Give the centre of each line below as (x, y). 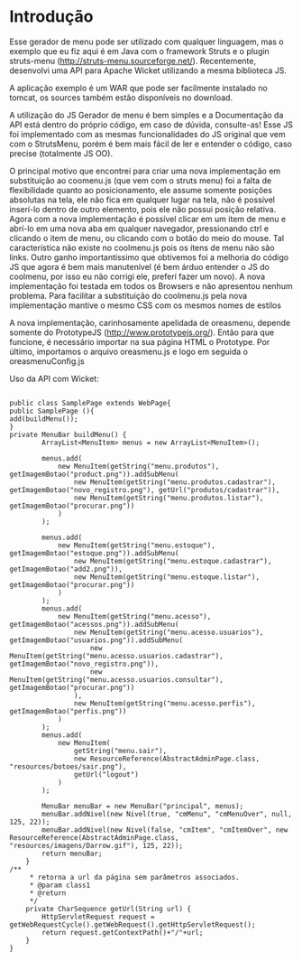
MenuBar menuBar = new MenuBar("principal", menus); (143, 806)
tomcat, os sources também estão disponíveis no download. (121, 98)
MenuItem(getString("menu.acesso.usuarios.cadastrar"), (116, 656)
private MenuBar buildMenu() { (68, 434)
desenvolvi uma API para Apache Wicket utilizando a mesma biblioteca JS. (148, 70)
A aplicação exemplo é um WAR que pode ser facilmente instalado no (138, 88)
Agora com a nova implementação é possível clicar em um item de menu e (148, 219)
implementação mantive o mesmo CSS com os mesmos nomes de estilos (146, 305)
